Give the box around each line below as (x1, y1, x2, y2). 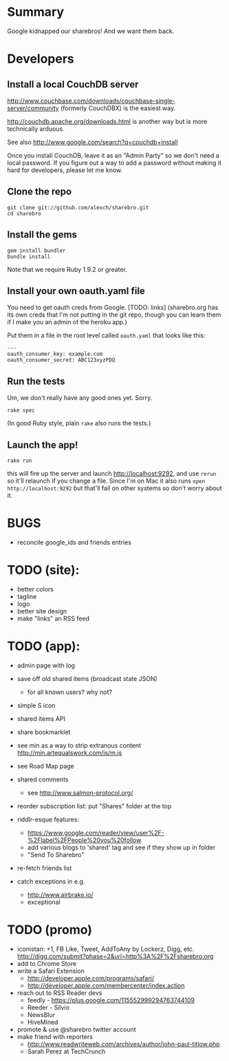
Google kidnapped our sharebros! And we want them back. (7, 27, 175, 35)
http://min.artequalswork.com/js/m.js (17, 748, 122, 757)
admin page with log (17, 661, 76, 669)
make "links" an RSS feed (17, 614, 90, 622)
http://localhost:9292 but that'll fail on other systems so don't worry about (7, 484, 222, 492)
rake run (7, 457, 32, 464)
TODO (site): (7, 563, 80, 578)
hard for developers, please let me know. (7, 166, 123, 174)
